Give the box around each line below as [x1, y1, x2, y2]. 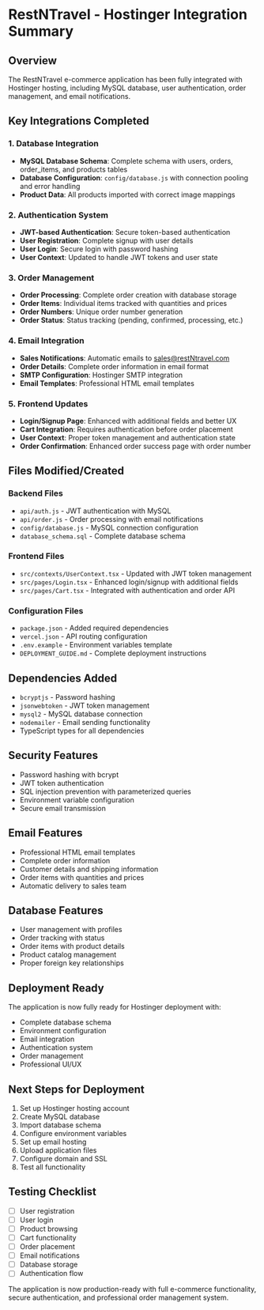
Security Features [8, 749, 99, 762]
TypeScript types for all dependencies [19, 726, 145, 735]
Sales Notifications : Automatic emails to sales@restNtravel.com [19, 353, 230, 363]
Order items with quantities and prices [19, 872, 145, 882]
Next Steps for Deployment [8, 1082, 145, 1096]
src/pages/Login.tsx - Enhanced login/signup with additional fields [19, 577, 239, 587]
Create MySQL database [19, 1112, 100, 1122]
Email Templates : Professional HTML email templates [19, 378, 195, 388]
